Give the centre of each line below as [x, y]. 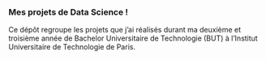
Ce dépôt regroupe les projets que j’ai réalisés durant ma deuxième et [125, 30]
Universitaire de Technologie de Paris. [72, 47]
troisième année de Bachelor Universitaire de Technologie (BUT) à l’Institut [133, 38]
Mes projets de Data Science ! [68, 12]
